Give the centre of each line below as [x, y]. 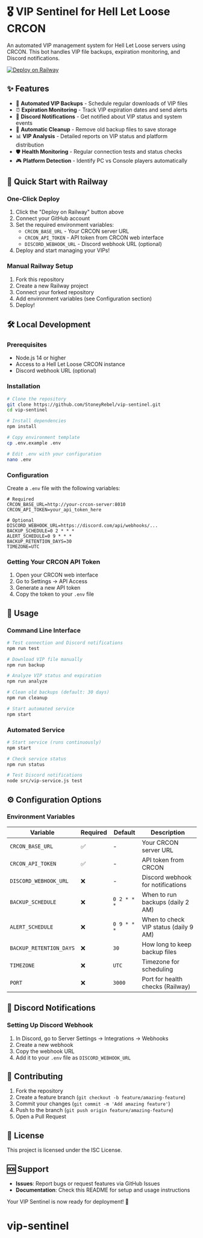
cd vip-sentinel [27, 410]
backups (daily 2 [165, 902]
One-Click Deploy [33, 199]
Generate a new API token [48, 588]
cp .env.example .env [34, 443]
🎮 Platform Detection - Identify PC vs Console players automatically [101, 160]
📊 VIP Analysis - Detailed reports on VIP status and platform [92, 136]
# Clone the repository [37, 399]
